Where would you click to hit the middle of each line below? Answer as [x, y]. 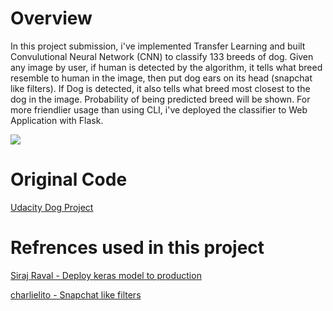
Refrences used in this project [137, 248]
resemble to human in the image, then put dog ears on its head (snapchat [161, 78]
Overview [51, 18]
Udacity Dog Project [52, 207]
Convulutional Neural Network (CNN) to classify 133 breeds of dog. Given [162, 56]
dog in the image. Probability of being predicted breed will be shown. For [160, 99]
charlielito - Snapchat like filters [76, 294]
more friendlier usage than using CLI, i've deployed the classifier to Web [159, 109]
